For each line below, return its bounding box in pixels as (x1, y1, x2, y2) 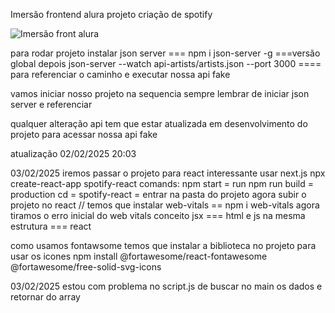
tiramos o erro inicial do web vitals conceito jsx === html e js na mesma (10, 210, 306, 221)
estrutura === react (10, 220, 92, 232)
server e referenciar (10, 99, 93, 110)
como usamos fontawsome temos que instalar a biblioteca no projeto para (10, 240, 317, 251)
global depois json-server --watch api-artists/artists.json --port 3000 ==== (10, 58, 322, 69)
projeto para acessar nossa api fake (10, 129, 158, 140)
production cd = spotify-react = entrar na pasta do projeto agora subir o (10, 189, 307, 200)
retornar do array (10, 291, 81, 303)
